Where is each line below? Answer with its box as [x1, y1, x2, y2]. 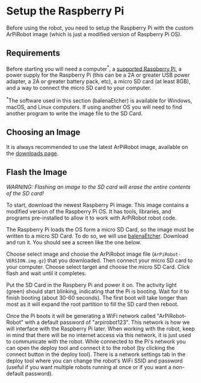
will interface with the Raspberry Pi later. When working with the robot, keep [6, 324, 195, 332]
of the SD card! [6, 189, 44, 197]
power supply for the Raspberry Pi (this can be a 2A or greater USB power [6, 71, 190, 79]
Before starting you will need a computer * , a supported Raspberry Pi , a [6, 64, 182, 72]
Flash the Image [6, 167, 67, 177]
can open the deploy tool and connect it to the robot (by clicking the [6, 344, 175, 351]
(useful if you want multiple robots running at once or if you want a [6, 363, 172, 370]
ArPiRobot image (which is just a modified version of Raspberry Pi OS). [6, 30, 182, 37]
